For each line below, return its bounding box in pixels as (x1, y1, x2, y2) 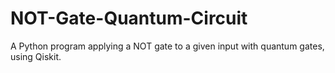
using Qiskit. (10, 50, 62, 62)
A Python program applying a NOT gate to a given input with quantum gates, (10, 40, 325, 52)
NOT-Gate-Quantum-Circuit (10, 7, 248, 30)
